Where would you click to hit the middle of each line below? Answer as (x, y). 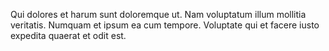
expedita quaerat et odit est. (68, 35)
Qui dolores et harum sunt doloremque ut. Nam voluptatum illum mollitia (158, 14)
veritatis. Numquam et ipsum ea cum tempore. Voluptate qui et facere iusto (165, 25)
